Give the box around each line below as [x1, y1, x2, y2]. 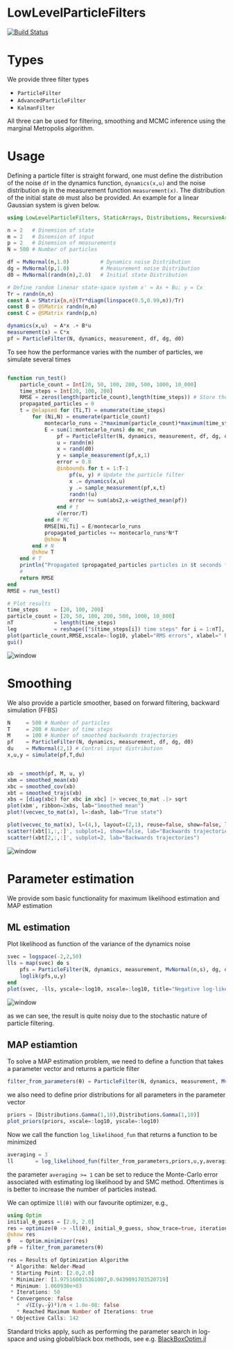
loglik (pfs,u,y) [19, 973, 67, 980]
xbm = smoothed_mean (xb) [7, 776, 79, 783]
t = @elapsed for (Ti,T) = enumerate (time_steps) [19, 407, 166, 414]
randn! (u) [69, 490, 98, 497]
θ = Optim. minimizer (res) [7, 1238, 89, 1245]
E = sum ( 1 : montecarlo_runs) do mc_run [44, 426, 157, 433]
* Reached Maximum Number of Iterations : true [16, 1308, 154, 1315]
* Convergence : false [10, 1295, 73, 1302]
